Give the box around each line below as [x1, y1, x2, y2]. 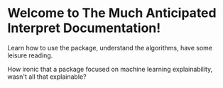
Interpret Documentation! [7, 20, 161, 36]
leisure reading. [7, 51, 53, 60]
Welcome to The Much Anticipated [7, 5, 217, 21]
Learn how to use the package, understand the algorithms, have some [7, 43, 213, 52]
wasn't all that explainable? [7, 72, 87, 81]
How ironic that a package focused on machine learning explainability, [7, 65, 213, 73]
